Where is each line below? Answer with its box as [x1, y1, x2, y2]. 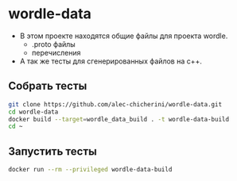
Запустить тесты [8, 144, 97, 158]
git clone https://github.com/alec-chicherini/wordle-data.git [8, 100, 223, 108]
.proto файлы [31, 39, 76, 48]
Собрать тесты [8, 79, 87, 93]
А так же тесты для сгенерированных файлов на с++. [19, 56, 203, 66]
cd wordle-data [8, 108, 59, 116]
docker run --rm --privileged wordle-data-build [8, 166, 173, 174]
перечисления [31, 48, 81, 57]
